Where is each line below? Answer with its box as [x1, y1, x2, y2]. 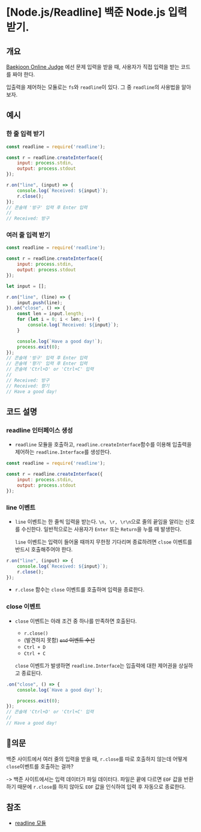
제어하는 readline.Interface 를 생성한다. [14, 448, 112, 456]
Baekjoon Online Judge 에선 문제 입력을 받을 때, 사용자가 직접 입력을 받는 [6, 64, 179, 70]
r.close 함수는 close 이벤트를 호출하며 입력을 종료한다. [14, 586, 145, 593]
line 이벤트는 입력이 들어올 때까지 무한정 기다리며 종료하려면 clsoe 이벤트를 [14, 538, 193, 545]
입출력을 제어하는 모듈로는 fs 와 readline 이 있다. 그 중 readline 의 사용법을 [6, 83, 181, 91]
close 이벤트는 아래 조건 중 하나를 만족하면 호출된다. [14, 617, 137, 624]
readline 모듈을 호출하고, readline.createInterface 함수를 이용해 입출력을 [14, 441, 192, 448]
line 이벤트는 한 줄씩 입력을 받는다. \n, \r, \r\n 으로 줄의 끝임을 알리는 [14, 518, 184, 525]
